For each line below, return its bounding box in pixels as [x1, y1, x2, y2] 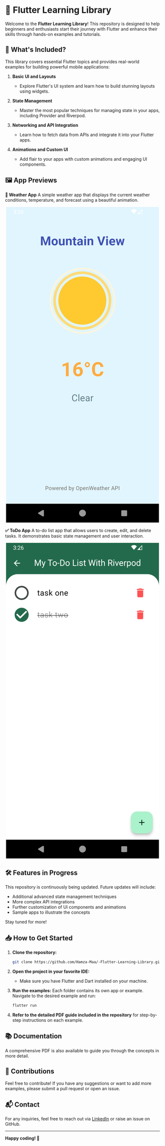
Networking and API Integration [12, 122, 79, 128]
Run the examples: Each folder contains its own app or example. [12, 988, 144, 994]
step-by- [139, 1012, 158, 1018]
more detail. [5, 1053, 29, 1059]
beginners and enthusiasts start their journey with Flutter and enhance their [5, 26, 158, 32]
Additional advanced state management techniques [12, 894, 117, 899]
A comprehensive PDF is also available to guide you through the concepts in [5, 1047, 160, 1053]
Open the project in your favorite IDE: [12, 968, 90, 974]
